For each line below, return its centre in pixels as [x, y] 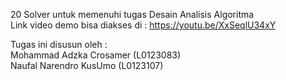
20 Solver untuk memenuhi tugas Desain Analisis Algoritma [132, 14]
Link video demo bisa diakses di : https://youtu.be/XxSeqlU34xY [143, 25]
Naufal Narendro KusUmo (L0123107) [87, 65]
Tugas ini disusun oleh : [59, 44]
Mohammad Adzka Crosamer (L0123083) [96, 55]
